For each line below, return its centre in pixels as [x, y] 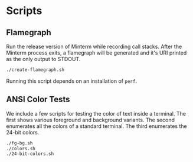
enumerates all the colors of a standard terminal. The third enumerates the [97, 126]
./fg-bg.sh [19, 143]
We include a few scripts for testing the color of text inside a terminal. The [96, 113]
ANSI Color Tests [38, 99]
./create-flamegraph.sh [35, 70]
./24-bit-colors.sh [30, 154]
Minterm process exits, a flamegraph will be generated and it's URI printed [97, 53]
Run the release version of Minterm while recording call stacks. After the [94, 46]
